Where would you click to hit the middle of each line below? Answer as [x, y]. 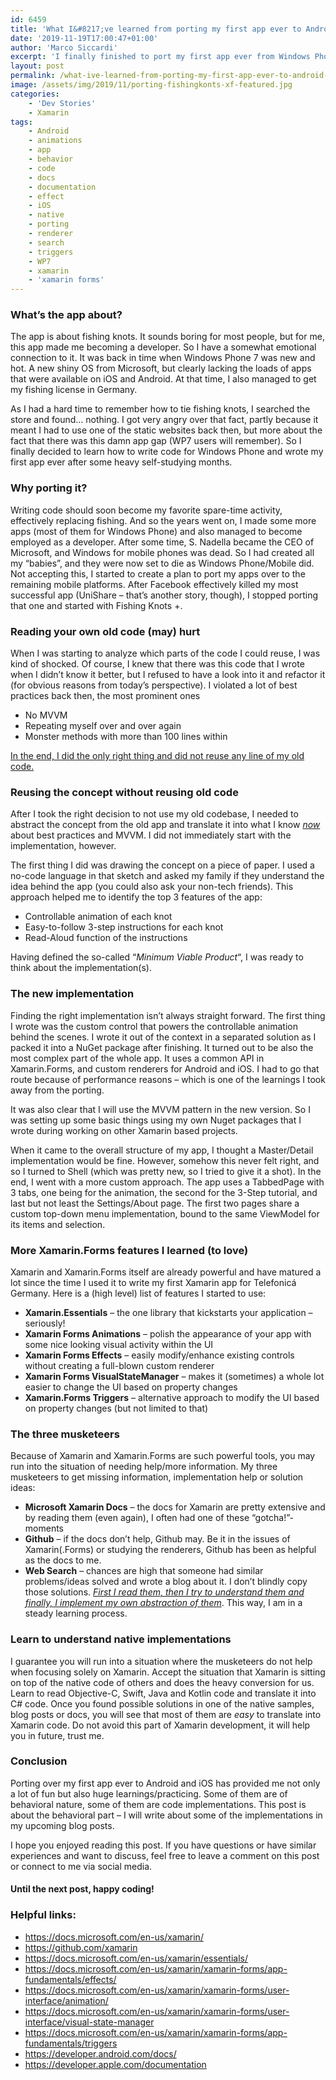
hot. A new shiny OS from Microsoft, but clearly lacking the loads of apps [161, 368]
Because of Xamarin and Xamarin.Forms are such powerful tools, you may [163, 1456]
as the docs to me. [63, 1560]
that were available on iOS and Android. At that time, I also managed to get [163, 379]
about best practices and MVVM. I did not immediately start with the [151, 835]
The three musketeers [65, 1434]
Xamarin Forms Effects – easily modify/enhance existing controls [159, 1355]
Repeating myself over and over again [103, 726]
